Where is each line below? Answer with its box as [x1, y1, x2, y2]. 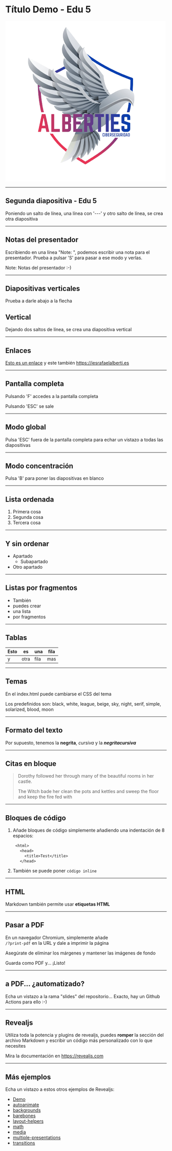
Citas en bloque [5, 759, 57, 768]
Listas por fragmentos [5, 584, 78, 592]
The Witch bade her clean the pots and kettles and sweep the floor [17, 788, 159, 795]
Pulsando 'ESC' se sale [5, 403, 54, 409]
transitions [12, 1140, 35, 1146]
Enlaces [5, 346, 32, 355]
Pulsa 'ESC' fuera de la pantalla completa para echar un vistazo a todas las [5, 436, 164, 443]
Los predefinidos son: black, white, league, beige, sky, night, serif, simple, [5, 700, 161, 707]
